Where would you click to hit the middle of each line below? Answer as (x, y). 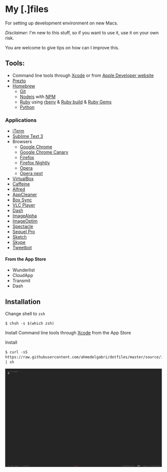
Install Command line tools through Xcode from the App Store (68, 333)
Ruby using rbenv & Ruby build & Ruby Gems (66, 102)
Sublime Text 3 (28, 136)
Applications (21, 120)
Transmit (21, 281)
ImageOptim (25, 221)
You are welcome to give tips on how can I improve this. (62, 47)
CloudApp (23, 275)
